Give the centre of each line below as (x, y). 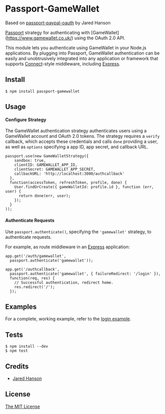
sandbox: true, (30, 161)
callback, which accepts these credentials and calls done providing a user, (82, 141)
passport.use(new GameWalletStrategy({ (47, 156)
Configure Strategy (26, 120)
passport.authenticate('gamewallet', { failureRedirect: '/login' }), (85, 274)
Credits (17, 366)
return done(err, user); (45, 196)
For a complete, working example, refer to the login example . (68, 319)
